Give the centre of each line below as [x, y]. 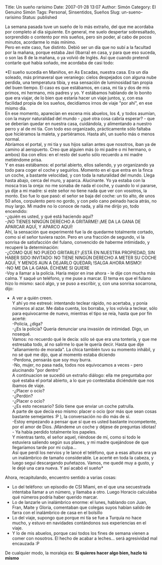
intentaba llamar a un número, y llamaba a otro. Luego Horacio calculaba [84, 492]
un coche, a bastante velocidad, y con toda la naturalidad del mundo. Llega [80, 175]
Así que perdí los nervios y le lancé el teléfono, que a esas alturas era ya [84, 452]
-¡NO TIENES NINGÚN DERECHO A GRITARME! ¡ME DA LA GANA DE [73, 222]
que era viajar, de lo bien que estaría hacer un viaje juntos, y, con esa [74, 98]
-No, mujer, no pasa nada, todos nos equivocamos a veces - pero [77, 365]
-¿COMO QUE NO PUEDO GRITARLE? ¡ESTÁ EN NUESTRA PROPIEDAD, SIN [80, 252]
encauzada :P [26, 543]
